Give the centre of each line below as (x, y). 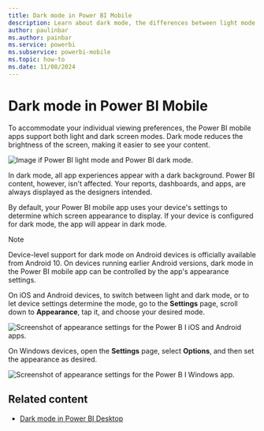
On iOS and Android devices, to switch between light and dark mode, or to (129, 295)
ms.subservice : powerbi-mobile (59, 52)
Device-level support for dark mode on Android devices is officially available (132, 254)
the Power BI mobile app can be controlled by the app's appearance (119, 271)
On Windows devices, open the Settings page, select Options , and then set (131, 350)
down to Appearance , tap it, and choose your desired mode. (107, 312)
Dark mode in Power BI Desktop (71, 418)
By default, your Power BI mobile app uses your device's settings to (118, 207)
